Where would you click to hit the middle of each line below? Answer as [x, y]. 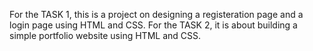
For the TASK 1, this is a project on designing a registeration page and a [156, 14]
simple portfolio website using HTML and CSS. [105, 35]
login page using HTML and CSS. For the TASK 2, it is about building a [153, 25]
